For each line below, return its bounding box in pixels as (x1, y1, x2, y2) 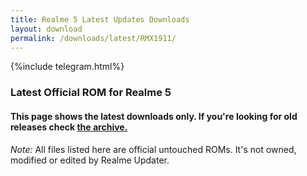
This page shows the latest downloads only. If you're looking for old (10, 110, 298, 122)
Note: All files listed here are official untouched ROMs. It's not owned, (10, 143, 297, 155)
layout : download (10, 24, 83, 34)
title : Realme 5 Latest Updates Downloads (10, 14, 190, 25)
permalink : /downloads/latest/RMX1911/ (10, 33, 177, 43)
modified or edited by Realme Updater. (10, 154, 170, 166)
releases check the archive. (10, 121, 128, 133)
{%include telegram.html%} (10, 61, 125, 73)
